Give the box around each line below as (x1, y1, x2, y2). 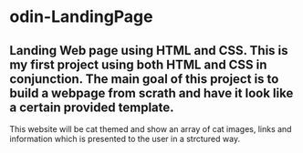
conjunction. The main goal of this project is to (9, 71, 279, 87)
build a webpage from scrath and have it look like (9, 85, 294, 101)
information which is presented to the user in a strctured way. (9, 134, 240, 144)
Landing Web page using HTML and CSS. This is (9, 43, 289, 58)
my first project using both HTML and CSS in (9, 56, 267, 72)
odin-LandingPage (9, 6, 153, 27)
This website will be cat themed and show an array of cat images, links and (9, 124, 292, 134)
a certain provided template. (9, 99, 175, 115)
